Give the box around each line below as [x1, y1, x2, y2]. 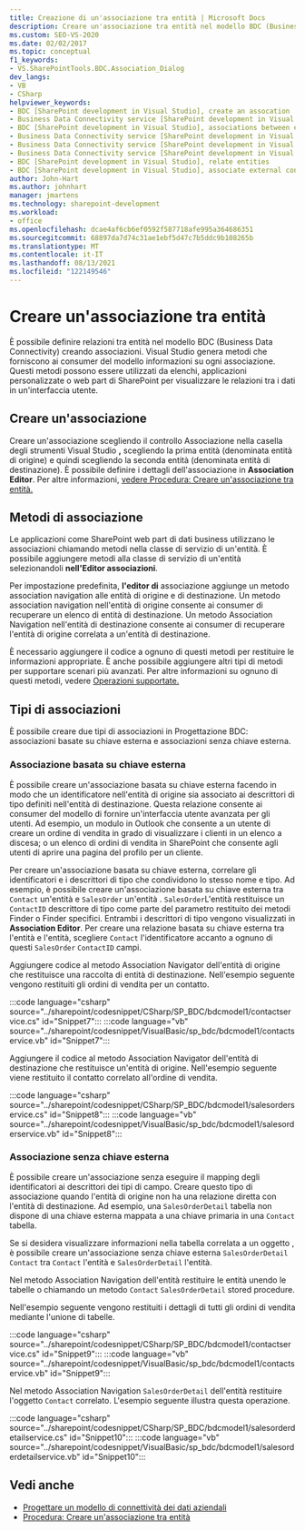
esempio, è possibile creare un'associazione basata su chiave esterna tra [9, 883, 284, 894]
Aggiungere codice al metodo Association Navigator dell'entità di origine [9, 959, 280, 970]
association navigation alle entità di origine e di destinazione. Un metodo [9, 590, 281, 601]
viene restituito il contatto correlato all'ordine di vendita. [9, 1072, 218, 1083]
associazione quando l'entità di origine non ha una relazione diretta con [9, 1191, 277, 1202]
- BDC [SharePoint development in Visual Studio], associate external [9, 166, 282, 175]
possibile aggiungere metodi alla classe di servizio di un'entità [9, 553, 242, 564]
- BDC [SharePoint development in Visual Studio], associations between [9, 124, 290, 133]
